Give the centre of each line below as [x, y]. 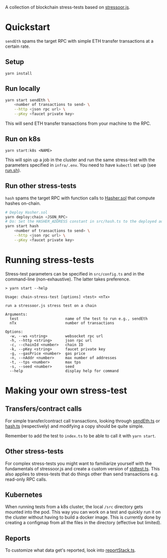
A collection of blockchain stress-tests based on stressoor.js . [68, 7]
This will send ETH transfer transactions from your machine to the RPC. [78, 123]
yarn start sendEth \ [28, 100]
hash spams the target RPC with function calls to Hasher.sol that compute [80, 198]
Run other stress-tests [41, 186]
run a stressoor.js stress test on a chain [51, 305]
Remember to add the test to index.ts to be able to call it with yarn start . [81, 436]
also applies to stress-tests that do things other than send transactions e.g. [82, 474]
